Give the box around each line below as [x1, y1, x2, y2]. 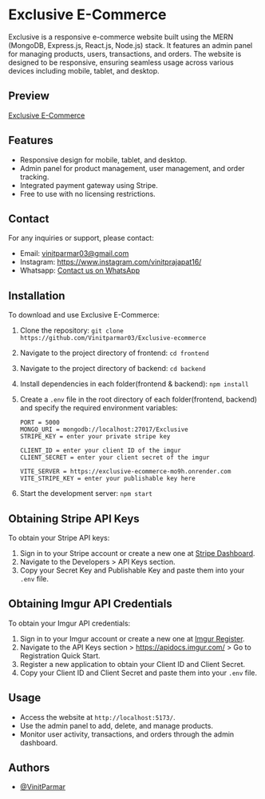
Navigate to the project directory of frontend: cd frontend [19, 348, 209, 358]
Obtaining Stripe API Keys [8, 512, 140, 525]
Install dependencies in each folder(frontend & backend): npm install [19, 379, 249, 389]
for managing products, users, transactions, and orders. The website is [8, 49, 242, 58]
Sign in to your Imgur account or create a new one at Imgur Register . [19, 633, 245, 643]
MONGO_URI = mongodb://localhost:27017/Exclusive [19, 425, 189, 433]
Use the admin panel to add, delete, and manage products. [19, 721, 214, 730]
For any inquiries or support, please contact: [8, 234, 154, 243]
